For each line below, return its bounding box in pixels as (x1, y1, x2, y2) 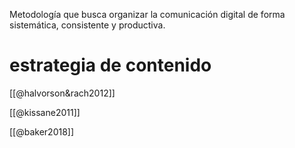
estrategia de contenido (9, 54, 212, 77)
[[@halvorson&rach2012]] (9, 87, 116, 99)
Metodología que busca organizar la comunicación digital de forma (9, 9, 286, 20)
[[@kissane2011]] (9, 106, 81, 118)
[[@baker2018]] (9, 125, 75, 138)
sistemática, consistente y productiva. (9, 19, 166, 31)
